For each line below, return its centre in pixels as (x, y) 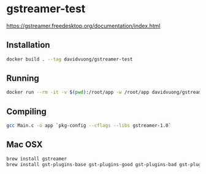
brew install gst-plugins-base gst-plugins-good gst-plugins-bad (91, 164)
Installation (28, 45)
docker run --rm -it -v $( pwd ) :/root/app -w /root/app (78, 93)
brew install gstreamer (37, 159)
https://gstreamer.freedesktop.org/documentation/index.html (83, 26)
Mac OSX (25, 145)
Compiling (27, 111)
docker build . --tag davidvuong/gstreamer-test (70, 59)
